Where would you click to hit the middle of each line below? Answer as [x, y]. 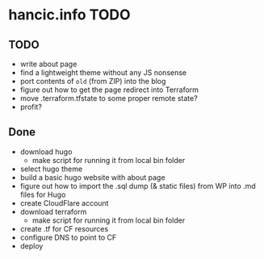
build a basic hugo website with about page [92, 177]
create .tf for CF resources [64, 228]
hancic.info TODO [69, 15]
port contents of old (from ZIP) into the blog [93, 81]
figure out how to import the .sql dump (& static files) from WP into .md [138, 186]
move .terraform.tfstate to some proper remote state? [109, 98]
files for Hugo [43, 194]
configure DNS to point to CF [68, 237]
